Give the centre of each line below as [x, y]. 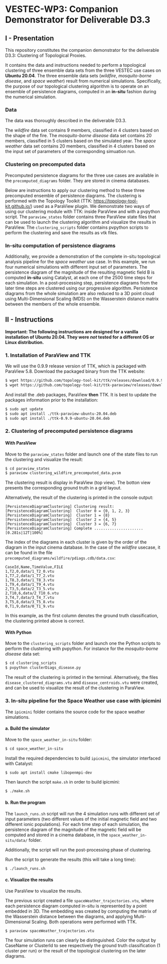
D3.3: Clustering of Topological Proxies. [46, 55]
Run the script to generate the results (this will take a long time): [71, 859]
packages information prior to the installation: [52, 400]
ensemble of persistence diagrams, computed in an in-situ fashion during [81, 91]
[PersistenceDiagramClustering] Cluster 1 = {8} [58, 515]
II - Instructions [29, 320]
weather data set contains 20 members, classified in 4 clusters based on [80, 146]
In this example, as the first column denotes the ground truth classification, [82, 616]
